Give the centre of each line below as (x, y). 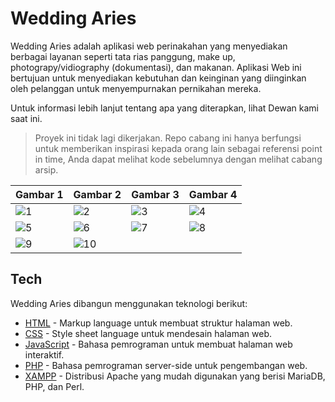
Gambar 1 (39, 194)
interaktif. (44, 354)
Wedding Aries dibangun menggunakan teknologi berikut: (129, 303)
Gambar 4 (213, 194)
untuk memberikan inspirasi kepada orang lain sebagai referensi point (178, 148)
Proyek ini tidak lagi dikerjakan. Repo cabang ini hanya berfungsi (168, 138)
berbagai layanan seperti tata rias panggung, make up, (123, 56)
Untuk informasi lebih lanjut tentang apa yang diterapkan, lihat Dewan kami (165, 108)
